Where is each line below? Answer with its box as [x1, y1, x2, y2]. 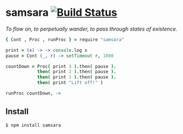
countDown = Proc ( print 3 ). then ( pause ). [5, 63, 117, 69]
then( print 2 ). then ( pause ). [36, 69, 117, 75]
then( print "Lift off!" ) [36, 80, 104, 86]
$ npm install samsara [5, 122, 61, 128]
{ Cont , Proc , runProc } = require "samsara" [5, 36, 125, 42]
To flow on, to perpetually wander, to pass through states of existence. [5, 25, 178, 32]
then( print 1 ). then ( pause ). [36, 74, 117, 81]
